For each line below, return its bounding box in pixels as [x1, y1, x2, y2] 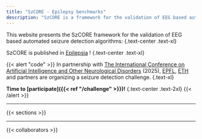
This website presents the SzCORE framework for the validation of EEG [6, 31, 182, 38]
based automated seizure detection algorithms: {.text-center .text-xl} [6, 37, 177, 45]
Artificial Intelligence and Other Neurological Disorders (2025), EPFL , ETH [6, 67, 189, 74]
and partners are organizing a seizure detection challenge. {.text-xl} [6, 73, 174, 81]
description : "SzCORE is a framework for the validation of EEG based [6, 14, 187, 20]
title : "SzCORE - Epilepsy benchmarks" [6, 8, 106, 15]
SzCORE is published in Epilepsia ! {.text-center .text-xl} [6, 49, 145, 56]
